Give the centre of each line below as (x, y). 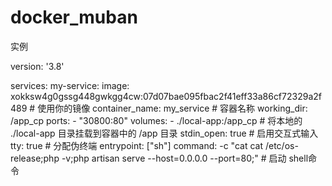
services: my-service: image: (70, 85)
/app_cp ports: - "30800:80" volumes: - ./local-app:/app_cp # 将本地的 (156, 120)
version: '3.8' (37, 66)
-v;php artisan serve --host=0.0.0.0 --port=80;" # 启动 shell (185, 158)
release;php (35, 158)
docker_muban (74, 17)
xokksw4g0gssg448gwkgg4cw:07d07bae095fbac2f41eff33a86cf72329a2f (166, 96)
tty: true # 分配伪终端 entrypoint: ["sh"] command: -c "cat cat (137, 145)
